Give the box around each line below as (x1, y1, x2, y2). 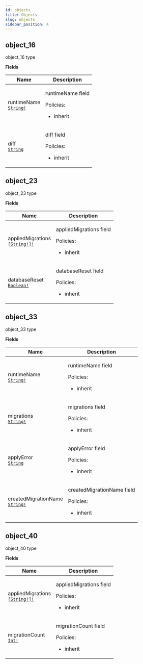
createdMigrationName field (68, 486, 135, 493)
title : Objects (5, 12, 38, 17)
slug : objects (5, 17, 36, 22)
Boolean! (8, 283, 29, 288)
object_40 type (5, 545, 37, 551)
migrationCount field (55, 622, 105, 629)
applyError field (68, 445, 105, 452)
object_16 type (5, 54, 36, 60)
